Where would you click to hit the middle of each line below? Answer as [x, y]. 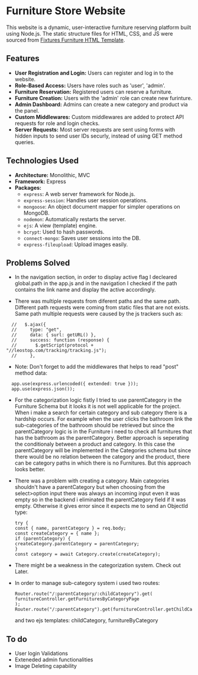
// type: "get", [37, 330]
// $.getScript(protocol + [53, 346]
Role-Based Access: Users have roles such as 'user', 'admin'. [90, 85]
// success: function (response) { [61, 340]
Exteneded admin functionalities [54, 660]
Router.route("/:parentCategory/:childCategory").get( [84, 594]
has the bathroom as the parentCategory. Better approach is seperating [102, 438]
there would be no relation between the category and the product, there [102, 457]
